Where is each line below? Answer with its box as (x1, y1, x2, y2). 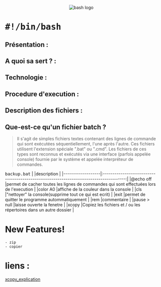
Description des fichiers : (5, 107, 83, 115)
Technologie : (5, 73, 47, 82)
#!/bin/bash (5, 22, 61, 32)
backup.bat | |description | (5, 171, 61, 176)
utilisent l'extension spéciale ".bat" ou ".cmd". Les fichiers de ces (16, 146, 146, 152)
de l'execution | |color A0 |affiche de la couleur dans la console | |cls (5, 186, 142, 192)
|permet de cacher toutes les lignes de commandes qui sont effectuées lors (5, 181, 156, 187)
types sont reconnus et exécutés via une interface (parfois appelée (16, 151, 151, 157)
